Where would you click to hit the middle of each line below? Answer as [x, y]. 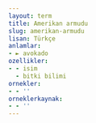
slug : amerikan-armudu [46, 31]
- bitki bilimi [41, 76]
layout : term [30, 16]
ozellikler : [28, 61]
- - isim [23, 69]
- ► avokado [28, 53]
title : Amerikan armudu [48, 23]
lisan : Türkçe [32, 38]
